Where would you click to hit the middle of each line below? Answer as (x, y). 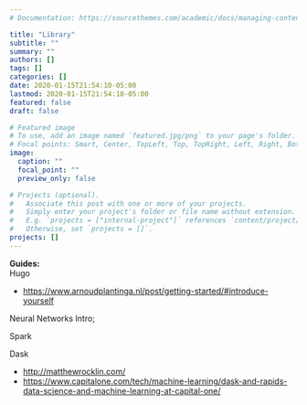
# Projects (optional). (55, 195)
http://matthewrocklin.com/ (74, 371)
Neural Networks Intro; (53, 318)
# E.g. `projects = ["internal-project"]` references (118, 220)
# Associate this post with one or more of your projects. (128, 203)
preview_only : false (57, 178)
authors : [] (32, 60)
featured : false (40, 102)
